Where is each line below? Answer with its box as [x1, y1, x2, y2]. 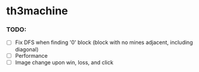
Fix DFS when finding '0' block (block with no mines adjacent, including [14, 39, 193, 46]
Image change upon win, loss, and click [14, 58, 113, 66]
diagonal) [14, 46, 39, 53]
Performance [14, 52, 48, 59]
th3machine [6, 4, 68, 18]
